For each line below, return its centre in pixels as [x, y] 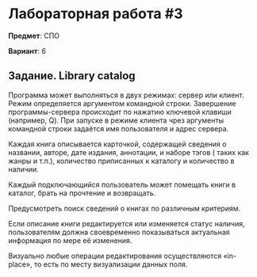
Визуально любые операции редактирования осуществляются [115, 256]
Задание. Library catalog [72, 76]
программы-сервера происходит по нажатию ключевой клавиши [120, 112]
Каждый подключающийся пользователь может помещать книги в [122, 184]
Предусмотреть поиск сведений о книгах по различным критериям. [124, 208]
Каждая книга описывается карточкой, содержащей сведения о [117, 144]
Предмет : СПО [34, 36]
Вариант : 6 [27, 51]
